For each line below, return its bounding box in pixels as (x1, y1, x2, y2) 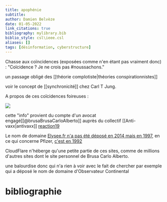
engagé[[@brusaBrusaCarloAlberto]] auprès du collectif (5, 118, 122, 124)
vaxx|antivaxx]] (5, 123, 37, 129)
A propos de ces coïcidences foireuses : (5, 93, 89, 99)
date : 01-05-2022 (5, 21, 42, 27)
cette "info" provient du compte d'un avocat (5, 112, 97, 118)
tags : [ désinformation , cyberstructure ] (5, 45, 92, 50)
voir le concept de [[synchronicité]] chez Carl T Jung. (5, 83, 117, 89)
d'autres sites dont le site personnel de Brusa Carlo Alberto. (5, 153, 129, 159)
